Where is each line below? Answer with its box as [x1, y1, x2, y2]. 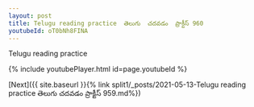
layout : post [8, 11, 52, 20]
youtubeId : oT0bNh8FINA [8, 27, 89, 35]
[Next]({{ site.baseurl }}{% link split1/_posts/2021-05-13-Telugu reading [8, 80, 247, 89]
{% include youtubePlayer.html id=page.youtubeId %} [8, 64, 188, 74]
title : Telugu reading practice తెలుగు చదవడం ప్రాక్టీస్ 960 [8, 19, 204, 27]
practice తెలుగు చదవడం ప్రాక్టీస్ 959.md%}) [8, 88, 141, 98]
